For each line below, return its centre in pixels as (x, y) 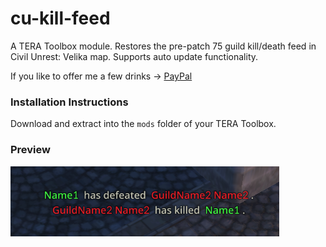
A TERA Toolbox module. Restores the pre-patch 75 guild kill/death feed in (163, 46)
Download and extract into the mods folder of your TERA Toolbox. (143, 124)
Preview (30, 150)
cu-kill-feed (60, 18)
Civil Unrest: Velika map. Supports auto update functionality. (134, 56)
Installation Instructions (69, 102)
